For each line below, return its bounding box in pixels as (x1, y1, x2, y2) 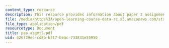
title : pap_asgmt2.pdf (5, 30, 53, 35)
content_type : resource (5, 7, 55, 12)
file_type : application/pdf (5, 21, 64, 26)
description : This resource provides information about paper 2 (5, 12, 143, 17)
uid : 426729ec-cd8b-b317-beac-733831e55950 (5, 35, 98, 40)
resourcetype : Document (5, 26, 55, 31)
